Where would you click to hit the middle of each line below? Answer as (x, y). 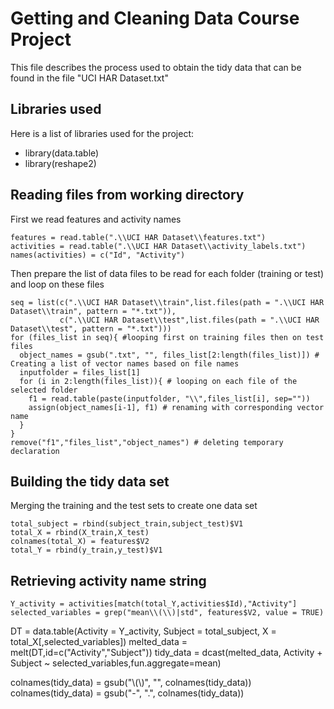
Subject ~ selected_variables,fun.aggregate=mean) (116, 663)
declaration (35, 451)
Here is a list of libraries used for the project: (102, 133)
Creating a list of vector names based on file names (125, 363)
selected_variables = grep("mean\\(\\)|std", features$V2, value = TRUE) (167, 613)
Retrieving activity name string (108, 580)
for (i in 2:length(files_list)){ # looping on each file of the (158, 381)
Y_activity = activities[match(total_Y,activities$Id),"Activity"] (154, 604)
